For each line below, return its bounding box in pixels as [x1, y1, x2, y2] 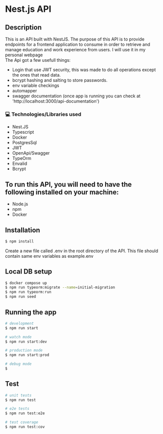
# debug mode [5, 361, 32, 366]
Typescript [12, 129, 34, 135]
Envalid [12, 160, 27, 166]
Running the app [5, 308, 56, 316]
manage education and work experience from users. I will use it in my [5, 47, 146, 52]
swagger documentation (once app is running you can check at [12, 93, 141, 99]
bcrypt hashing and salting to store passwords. [12, 78, 108, 83]
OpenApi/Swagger [12, 150, 50, 156]
